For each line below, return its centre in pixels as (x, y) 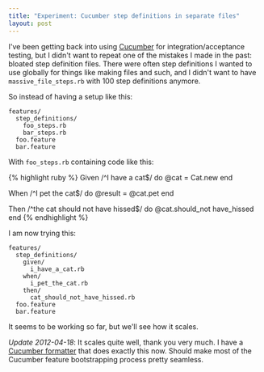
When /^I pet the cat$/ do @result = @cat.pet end (91, 193)
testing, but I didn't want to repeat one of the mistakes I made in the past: (130, 55)
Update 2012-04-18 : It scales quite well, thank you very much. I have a (126, 342)
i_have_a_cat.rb (57, 269)
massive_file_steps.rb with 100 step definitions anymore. (105, 81)
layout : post (30, 23)
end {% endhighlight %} (48, 217)
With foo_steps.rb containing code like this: (81, 162)
